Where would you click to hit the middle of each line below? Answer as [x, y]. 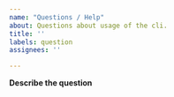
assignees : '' [35, 50]
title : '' [27, 34]
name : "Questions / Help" [57, 17]
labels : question [41, 42]
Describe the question [51, 83]
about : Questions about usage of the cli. [88, 26]
